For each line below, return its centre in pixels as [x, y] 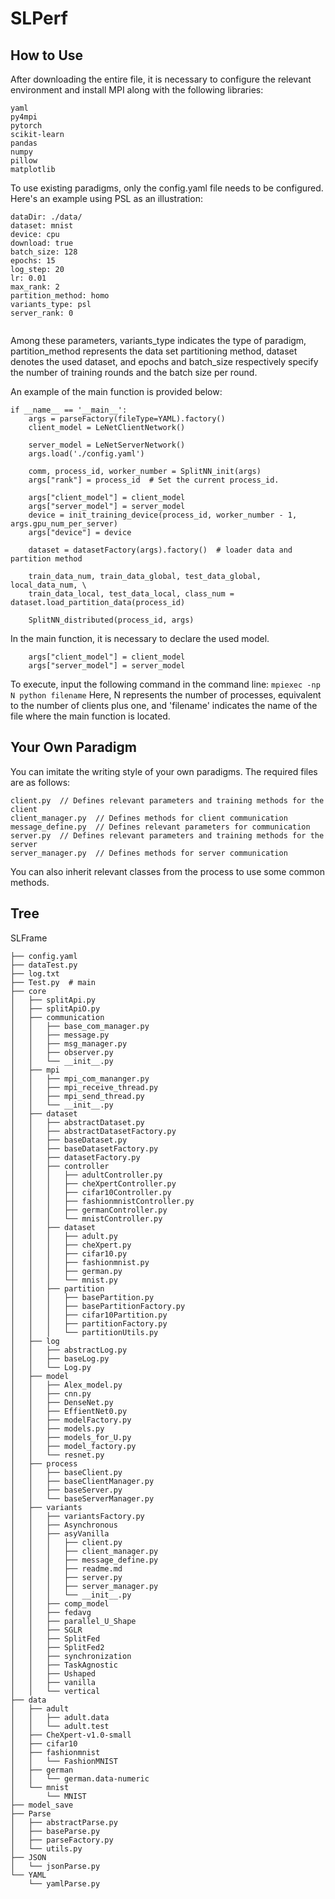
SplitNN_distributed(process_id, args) [111, 620]
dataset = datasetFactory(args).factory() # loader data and [160, 550]
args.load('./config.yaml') [86, 454]
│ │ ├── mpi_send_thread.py [77, 1096]
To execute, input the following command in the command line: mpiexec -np [165, 684]
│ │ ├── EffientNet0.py [69, 1411]
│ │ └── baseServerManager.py [82, 1498]
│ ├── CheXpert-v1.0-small [71, 1735]
